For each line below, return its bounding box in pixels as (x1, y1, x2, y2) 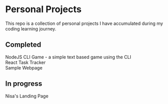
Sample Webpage (5, 64, 43, 71)
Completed (5, 41, 42, 49)
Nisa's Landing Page (5, 93, 49, 99)
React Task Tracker (5, 59, 46, 65)
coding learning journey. (5, 25, 57, 31)
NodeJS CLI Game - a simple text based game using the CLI (5, 54, 131, 60)
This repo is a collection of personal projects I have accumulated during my (5, 20, 163, 26)
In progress (5, 80, 42, 88)
